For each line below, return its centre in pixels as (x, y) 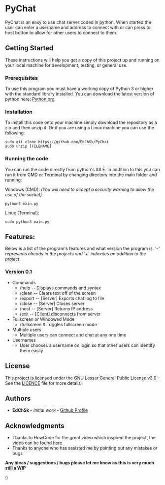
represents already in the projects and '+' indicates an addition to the (76, 254)
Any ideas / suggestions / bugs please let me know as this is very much (80, 463)
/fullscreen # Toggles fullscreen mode (58, 324)
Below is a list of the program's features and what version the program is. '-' (82, 248)
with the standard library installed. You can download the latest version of (80, 94)
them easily (31, 350)
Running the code (27, 159)
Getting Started (29, 48)
